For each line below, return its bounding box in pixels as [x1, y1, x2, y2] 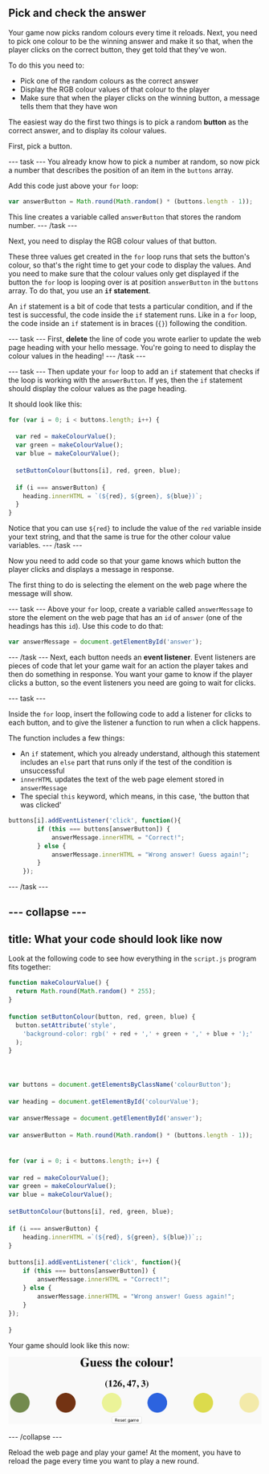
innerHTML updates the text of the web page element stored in [19, 774, 225, 784]
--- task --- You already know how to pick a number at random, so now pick [8, 157, 260, 166]
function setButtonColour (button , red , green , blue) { [8, 1012, 196, 1021]
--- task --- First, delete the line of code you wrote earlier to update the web [8, 333, 262, 344]
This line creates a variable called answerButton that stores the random [8, 212, 242, 222]
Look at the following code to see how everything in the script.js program [8, 953, 257, 963]
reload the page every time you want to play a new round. [8, 1456, 199, 1465]
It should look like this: [8, 399, 83, 409]
